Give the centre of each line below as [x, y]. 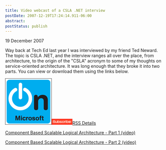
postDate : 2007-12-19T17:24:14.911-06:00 [49, 16]
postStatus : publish [27, 26]
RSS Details [84, 123]
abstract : [15, 21]
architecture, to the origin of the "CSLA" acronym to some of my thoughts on [83, 61]
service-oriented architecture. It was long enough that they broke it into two [83, 66]
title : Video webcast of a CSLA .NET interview [55, 10]
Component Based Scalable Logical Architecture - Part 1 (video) [70, 133]
